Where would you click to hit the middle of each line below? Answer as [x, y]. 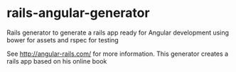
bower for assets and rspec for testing [63, 40]
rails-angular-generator [78, 13]
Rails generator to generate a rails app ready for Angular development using [118, 32]
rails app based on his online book [57, 61]
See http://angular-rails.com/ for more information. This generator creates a [118, 54]
